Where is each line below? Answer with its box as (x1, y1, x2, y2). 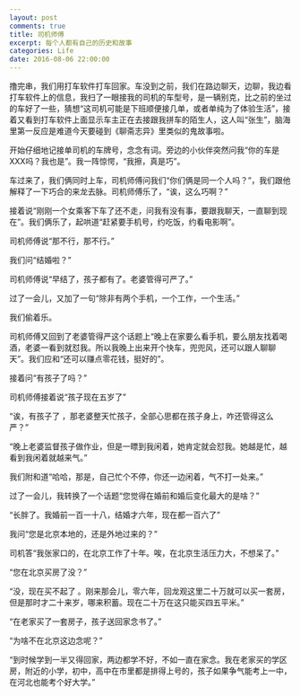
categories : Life (9, 47, 74, 56)
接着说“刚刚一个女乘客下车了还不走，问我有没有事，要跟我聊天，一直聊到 (9, 206, 280, 216)
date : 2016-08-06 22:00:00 (9, 55, 110, 64)
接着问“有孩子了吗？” (9, 373, 88, 383)
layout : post (9, 13, 58, 22)
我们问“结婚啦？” (9, 255, 72, 265)
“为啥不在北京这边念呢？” (9, 635, 103, 646)
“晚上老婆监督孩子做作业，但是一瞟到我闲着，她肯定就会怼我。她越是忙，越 (9, 441, 288, 452)
